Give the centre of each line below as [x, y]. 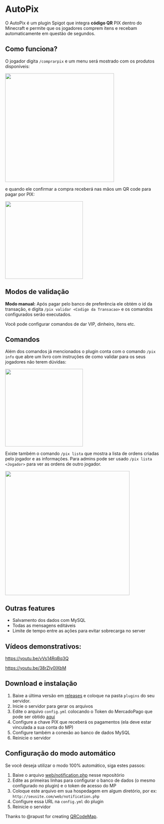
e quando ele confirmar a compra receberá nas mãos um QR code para [78, 189]
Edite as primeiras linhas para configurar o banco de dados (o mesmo [84, 780]
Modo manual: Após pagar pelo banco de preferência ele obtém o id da [79, 303]
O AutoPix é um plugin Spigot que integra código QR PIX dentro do [74, 23]
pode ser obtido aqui [34, 717]
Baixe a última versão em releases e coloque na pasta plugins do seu [83, 695]
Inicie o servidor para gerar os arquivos [53, 706]
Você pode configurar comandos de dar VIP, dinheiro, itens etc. [70, 324]
